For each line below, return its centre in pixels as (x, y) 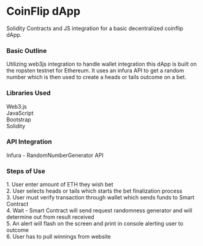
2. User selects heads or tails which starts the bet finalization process (94, 191)
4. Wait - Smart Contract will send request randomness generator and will (99, 210)
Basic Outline (27, 50)
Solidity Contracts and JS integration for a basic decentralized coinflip (95, 28)
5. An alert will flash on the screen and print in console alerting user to (95, 224)
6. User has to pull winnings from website (59, 237)
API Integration (29, 142)
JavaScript (20, 113)
